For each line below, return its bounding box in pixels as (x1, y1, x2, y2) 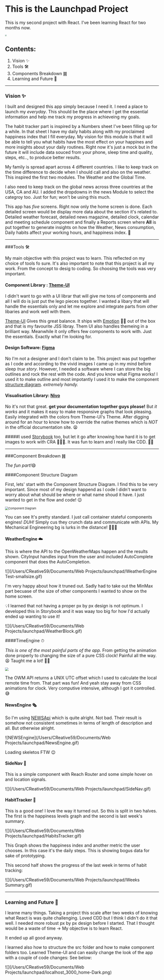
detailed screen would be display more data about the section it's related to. (5, 209, 158, 215)
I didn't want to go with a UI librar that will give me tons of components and (5, 293, 156, 299)
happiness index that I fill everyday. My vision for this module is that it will (5, 134, 153, 140)
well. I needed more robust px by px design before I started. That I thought (5, 920, 155, 926)
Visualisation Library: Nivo (5, 393, 60, 398)
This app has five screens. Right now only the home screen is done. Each (5, 204, 153, 209)
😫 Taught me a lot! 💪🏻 (5, 658, 50, 664)
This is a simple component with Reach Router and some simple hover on (5, 771, 153, 777)
